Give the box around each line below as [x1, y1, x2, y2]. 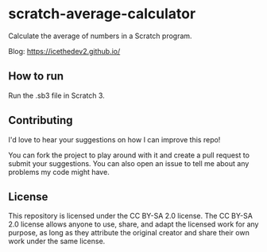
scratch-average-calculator [8, 5, 196, 23]
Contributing [8, 114, 73, 127]
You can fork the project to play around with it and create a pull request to [8, 150, 250, 160]
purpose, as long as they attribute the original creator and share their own [8, 228, 250, 238]
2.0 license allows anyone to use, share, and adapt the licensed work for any [8, 219, 259, 229]
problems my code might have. [8, 167, 110, 176]
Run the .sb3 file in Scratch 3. [8, 91, 105, 100]
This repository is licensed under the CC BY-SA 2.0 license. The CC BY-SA [8, 211, 253, 221]
